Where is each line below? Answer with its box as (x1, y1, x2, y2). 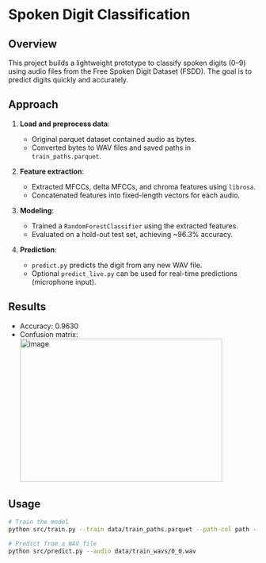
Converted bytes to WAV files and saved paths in (31, 143, 192, 152)
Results (8, 300, 47, 314)
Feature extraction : (19, 167, 85, 176)
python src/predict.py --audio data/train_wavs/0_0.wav (8, 547, 196, 556)
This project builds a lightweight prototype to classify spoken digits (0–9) (8, 58, 246, 67)
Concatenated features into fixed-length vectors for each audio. (31, 190, 240, 200)
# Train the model (8, 518, 69, 527)
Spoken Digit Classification (8, 6, 191, 24)
